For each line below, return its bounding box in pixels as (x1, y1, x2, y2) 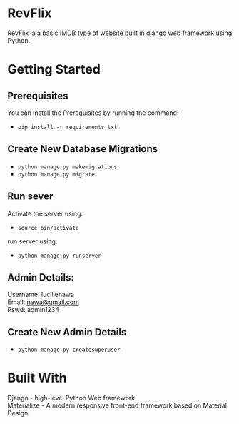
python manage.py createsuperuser (17, 346, 121, 354)
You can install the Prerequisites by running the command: (7, 108, 179, 117)
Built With (7, 370, 67, 386)
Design (7, 409, 29, 418)
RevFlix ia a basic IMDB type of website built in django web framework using (7, 29, 233, 37)
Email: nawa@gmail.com (7, 298, 80, 306)
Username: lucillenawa (7, 291, 75, 299)
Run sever (7, 191, 54, 203)
